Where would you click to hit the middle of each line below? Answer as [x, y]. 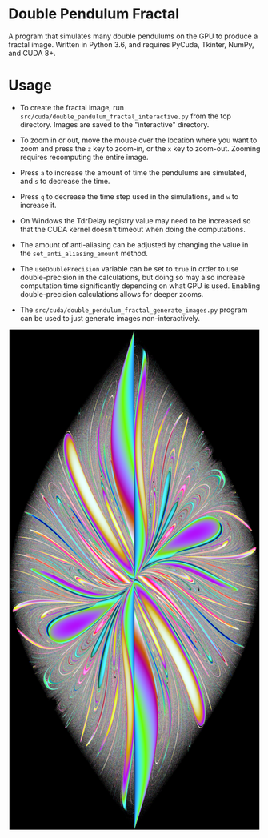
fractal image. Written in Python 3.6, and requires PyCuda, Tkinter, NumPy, [131, 44]
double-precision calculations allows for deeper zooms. [112, 294]
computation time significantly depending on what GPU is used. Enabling [140, 286]
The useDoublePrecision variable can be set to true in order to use [129, 268]
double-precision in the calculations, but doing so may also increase [132, 277]
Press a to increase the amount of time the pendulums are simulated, [133, 172]
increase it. [38, 205]
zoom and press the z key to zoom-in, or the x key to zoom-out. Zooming [140, 148]
